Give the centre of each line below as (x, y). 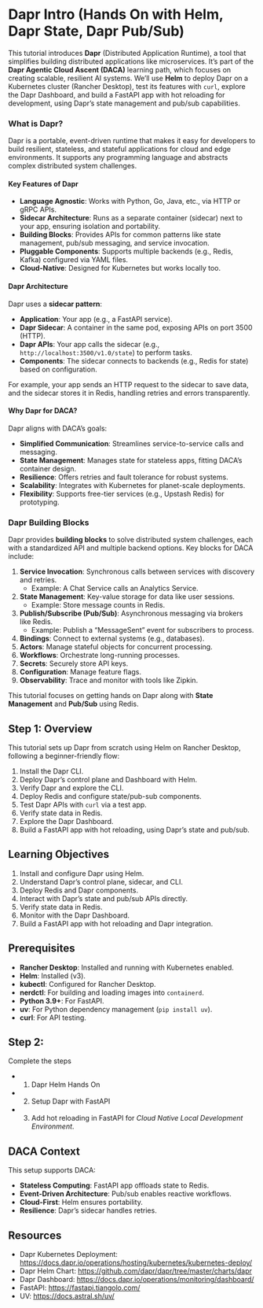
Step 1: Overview (50, 728)
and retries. (38, 580)
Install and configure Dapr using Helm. (82, 873)
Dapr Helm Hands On (66, 1084)
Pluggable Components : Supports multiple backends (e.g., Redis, (126, 251)
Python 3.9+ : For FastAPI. (62, 1000)
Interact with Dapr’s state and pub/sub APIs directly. (104, 898)
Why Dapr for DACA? (43, 411)
